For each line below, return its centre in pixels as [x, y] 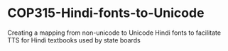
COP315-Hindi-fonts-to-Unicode [106, 13]
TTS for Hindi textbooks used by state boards [74, 40]
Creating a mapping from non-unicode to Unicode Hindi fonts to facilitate [114, 33]
